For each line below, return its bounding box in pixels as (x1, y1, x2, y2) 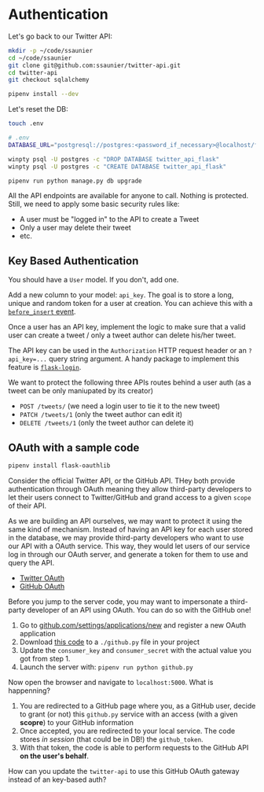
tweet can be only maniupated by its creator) (8, 386, 154, 396)
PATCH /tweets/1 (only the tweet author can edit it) (19, 410, 183, 419)
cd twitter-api (8, 68, 58, 76)
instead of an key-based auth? (8, 775, 107, 784)
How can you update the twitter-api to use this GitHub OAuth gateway (8, 766, 240, 775)
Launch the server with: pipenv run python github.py (19, 662, 194, 672)
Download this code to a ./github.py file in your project (19, 637, 200, 646)
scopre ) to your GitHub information (19, 717, 134, 727)
